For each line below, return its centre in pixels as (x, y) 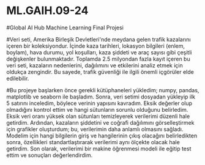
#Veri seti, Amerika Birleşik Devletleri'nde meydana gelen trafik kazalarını (99, 39)
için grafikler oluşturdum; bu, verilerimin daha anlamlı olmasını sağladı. (95, 129)
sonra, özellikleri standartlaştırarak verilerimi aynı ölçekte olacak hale (93, 142)
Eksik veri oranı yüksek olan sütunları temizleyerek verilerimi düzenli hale (98, 116)
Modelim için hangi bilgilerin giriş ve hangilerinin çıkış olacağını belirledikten (102, 136)
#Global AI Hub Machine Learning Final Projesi (65, 28)
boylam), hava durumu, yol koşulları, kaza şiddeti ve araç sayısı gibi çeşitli (99, 52)
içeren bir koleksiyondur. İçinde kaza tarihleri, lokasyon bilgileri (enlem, (96, 46)
